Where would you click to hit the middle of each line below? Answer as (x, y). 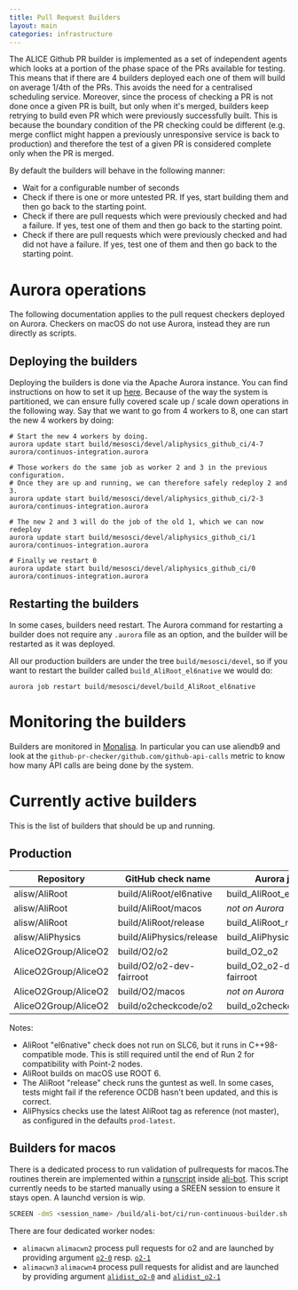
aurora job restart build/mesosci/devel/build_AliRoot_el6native (132, 686)
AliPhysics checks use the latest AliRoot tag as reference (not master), (150, 1111)
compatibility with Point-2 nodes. (82, 1064)
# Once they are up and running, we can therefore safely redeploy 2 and (149, 483)
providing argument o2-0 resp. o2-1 (86, 1258)
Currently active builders (103, 801)
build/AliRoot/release (161, 922)
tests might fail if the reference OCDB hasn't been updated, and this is (150, 1092)
